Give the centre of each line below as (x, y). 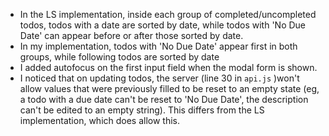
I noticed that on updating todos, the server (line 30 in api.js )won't (159, 78)
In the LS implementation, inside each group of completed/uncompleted (168, 14)
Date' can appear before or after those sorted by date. (131, 35)
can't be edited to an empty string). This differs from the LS (142, 110)
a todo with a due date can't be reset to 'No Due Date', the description (164, 99)
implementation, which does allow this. (100, 120)
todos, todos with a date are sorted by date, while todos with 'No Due (163, 25)
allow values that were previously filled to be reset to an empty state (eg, (169, 88)
